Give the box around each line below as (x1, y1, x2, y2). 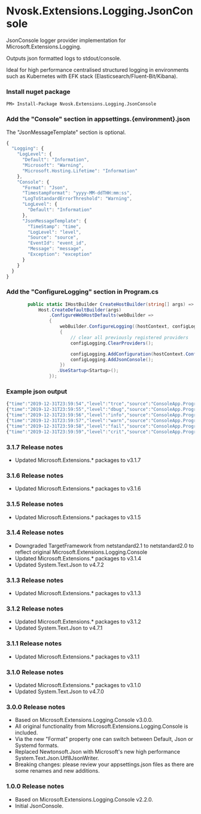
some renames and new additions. (14, 767, 100, 775)
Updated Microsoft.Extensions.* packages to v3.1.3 (14, 590, 141, 597)
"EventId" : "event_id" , (28, 240, 87, 246)
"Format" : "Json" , (22, 184, 68, 191)
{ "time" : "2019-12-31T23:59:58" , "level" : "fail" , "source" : (6, 423, 151, 429)
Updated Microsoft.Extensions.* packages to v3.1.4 (14, 554, 142, 562)
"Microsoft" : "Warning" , (22, 163, 84, 169)
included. (14, 729, 38, 736)
